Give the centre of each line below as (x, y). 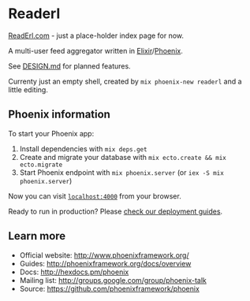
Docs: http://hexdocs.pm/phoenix (74, 272)
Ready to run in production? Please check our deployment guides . (116, 211)
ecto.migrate (41, 165)
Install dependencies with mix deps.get (83, 149)
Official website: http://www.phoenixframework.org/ (104, 255)
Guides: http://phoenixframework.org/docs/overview (105, 263)
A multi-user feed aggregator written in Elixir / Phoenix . (95, 50)
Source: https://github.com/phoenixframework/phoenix (109, 288)
